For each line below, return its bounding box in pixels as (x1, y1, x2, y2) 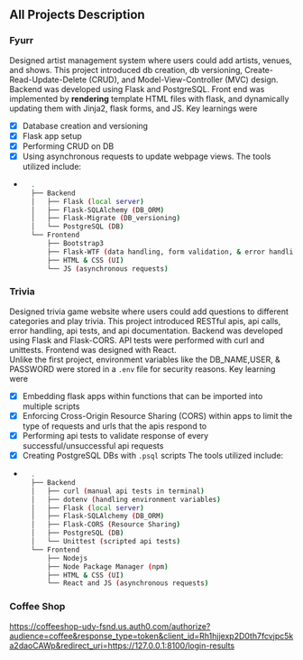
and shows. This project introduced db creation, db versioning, (9, 64, 243, 75)
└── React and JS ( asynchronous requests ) (46, 579, 209, 588)
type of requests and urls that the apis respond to (22, 420, 207, 432)
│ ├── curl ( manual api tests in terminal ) (31, 487, 205, 496)
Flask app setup (22, 130, 83, 141)
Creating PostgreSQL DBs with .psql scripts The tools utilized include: (22, 451, 284, 461)
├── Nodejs (46, 553, 88, 562)
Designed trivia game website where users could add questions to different (9, 306, 289, 317)
